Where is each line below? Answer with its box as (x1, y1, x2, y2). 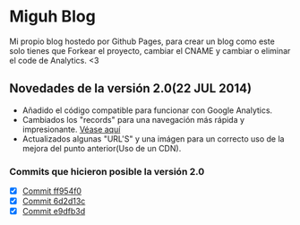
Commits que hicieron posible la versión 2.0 (9, 165, 205, 177)
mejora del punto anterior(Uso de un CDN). (21, 143, 182, 153)
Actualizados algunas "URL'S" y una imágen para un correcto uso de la (21, 133, 285, 144)
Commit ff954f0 (21, 186, 82, 196)
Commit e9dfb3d (21, 206, 86, 217)
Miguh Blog (9, 6, 96, 27)
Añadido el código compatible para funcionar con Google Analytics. (21, 105, 273, 116)
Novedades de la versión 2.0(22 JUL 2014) (9, 81, 253, 96)
